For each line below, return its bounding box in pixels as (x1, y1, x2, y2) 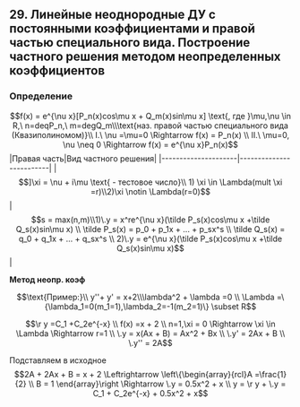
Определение (9, 90, 73, 102)
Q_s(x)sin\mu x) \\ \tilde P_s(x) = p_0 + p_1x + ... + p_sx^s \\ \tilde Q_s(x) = (15, 223, 286, 234)
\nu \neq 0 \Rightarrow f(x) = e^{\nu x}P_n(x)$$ (62, 139, 239, 150)
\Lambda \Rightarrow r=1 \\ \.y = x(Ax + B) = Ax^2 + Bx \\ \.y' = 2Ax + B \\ (15, 327, 286, 339)
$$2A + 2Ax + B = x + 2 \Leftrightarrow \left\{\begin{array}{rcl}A (13, 368, 253, 379)
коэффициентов (9, 63, 106, 79)
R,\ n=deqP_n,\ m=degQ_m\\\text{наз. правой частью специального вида (12, 120, 289, 131)
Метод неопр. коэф (9, 273, 86, 285)
